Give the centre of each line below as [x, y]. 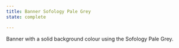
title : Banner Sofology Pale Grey [49, 11]
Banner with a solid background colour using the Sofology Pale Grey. [90, 39]
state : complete [26, 17]
